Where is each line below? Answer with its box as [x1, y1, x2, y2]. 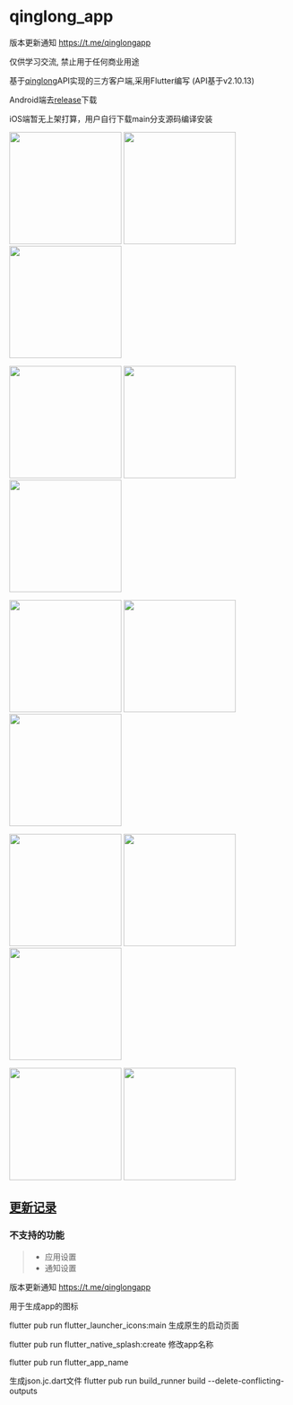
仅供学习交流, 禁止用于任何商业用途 [9, 56, 140, 66]
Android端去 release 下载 [9, 94, 98, 105]
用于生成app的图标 [9, 1300, 79, 1312]
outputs [9, 1385, 38, 1396]
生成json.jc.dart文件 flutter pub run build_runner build [9, 1375, 206, 1386]
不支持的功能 [9, 1229, 65, 1242]
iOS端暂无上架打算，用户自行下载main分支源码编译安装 [9, 113, 213, 124]
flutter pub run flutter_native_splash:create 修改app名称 [9, 1339, 214, 1349]
